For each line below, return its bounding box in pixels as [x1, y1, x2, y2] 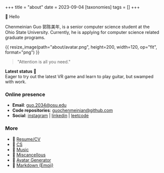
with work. [5, 79, 27, 85]
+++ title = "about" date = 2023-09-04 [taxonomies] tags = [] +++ [5, 4, 140, 10]
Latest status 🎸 [5, 68, 37, 74]
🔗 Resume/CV [12, 136, 41, 142]
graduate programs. [5, 34, 46, 40]
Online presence [5, 91, 46, 98]
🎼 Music [12, 146, 29, 152]
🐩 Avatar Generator [12, 157, 52, 163]
